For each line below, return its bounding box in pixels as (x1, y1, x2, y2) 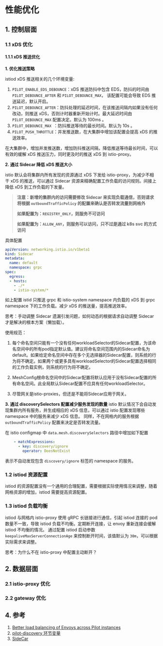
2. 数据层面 (5, 565, 38, 573)
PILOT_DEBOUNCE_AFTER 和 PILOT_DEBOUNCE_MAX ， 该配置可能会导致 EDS (12, 92, 151, 98)
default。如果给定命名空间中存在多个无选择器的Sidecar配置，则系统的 (12, 352, 152, 358)
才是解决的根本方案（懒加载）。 (5, 319, 67, 325)
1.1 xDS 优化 (5, 41, 33, 48)
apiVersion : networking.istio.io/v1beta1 (5, 247, 90, 252)
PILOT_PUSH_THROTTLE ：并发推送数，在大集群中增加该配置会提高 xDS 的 (12, 129, 154, 134)
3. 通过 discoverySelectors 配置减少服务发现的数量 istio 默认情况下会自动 (5, 401, 152, 407)
